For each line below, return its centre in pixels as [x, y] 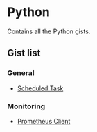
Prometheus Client [44, 121]
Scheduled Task [40, 88]
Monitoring [26, 106]
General [21, 73]
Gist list [24, 53]
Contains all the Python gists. [49, 31]
